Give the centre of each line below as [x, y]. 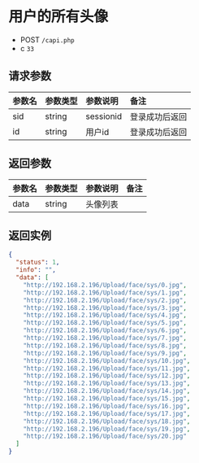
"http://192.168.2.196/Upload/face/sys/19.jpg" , [107, 429]
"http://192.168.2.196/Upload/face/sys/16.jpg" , [107, 406]
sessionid [104, 116]
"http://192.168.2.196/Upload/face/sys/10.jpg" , [107, 360]
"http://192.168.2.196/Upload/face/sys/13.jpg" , [107, 383]
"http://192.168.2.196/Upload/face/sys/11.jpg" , [107, 368]
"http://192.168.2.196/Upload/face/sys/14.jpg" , [107, 391]
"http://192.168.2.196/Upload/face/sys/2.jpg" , [105, 300]
